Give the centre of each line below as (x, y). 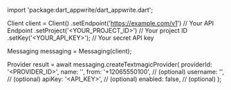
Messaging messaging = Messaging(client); (70, 51)
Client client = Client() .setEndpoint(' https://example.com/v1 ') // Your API (111, 23)
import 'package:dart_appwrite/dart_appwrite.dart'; (80, 10)
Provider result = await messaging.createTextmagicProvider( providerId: (110, 64)
